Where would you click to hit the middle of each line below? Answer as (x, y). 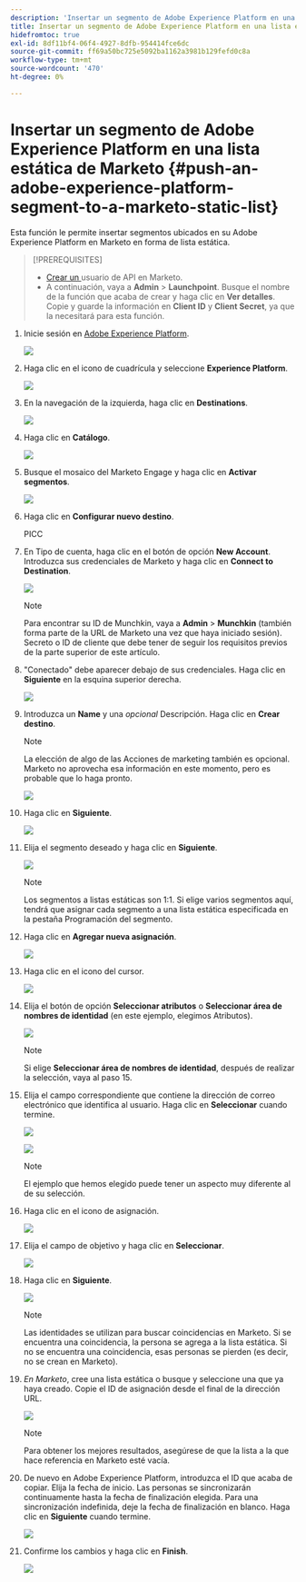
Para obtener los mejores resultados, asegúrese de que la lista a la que (156, 1450)
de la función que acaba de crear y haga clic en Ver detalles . (161, 296)
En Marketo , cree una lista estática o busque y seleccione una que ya (153, 1378)
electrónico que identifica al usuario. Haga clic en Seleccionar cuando (155, 1104)
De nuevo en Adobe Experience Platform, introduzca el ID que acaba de (158, 1478)
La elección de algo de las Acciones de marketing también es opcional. (156, 759)
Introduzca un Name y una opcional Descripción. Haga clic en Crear (152, 713)
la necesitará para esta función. (105, 315)
